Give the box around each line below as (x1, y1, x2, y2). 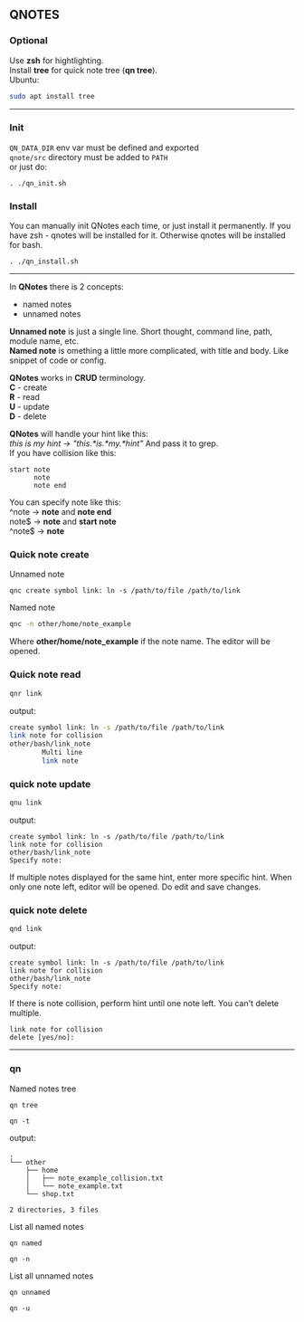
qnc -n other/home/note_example (9, 620, 131, 629)
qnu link (9, 798, 43, 808)
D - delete (9, 411, 47, 422)
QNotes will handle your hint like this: (9, 429, 149, 440)
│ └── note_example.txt (25, 1182, 124, 1191)
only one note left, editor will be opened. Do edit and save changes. (9, 881, 261, 892)
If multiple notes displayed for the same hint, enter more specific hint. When (9, 872, 292, 883)
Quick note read (9, 669, 81, 681)
